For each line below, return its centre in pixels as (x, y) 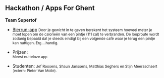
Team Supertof (21, 20)
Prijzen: (20, 52)
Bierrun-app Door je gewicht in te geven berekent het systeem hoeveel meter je (82, 30)
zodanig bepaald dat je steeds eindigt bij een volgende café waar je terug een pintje (83, 39)
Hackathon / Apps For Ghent (50, 8)
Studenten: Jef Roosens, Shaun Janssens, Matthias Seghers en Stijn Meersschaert (85, 66)
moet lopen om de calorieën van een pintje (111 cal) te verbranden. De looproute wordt (86, 34)
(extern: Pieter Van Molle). (34, 71)
